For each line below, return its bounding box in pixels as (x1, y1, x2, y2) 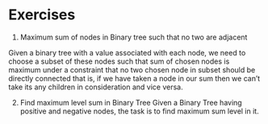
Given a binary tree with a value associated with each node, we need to (8, 48, 246, 57)
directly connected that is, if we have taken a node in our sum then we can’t (8, 73, 261, 83)
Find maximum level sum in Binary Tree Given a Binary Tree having (19, 97, 242, 107)
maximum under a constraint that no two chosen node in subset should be (8, 64, 256, 74)
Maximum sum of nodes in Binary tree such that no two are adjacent (19, 32, 248, 42)
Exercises (8, 6, 76, 24)
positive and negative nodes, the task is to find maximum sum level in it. (19, 106, 260, 116)
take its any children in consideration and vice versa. (8, 82, 183, 92)
